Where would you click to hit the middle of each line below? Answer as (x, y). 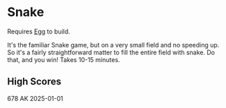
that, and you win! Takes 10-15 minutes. (64, 59)
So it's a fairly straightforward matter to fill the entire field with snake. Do (111, 52)
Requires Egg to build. (39, 31)
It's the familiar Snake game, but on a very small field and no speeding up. (113, 45)
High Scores (34, 82)
